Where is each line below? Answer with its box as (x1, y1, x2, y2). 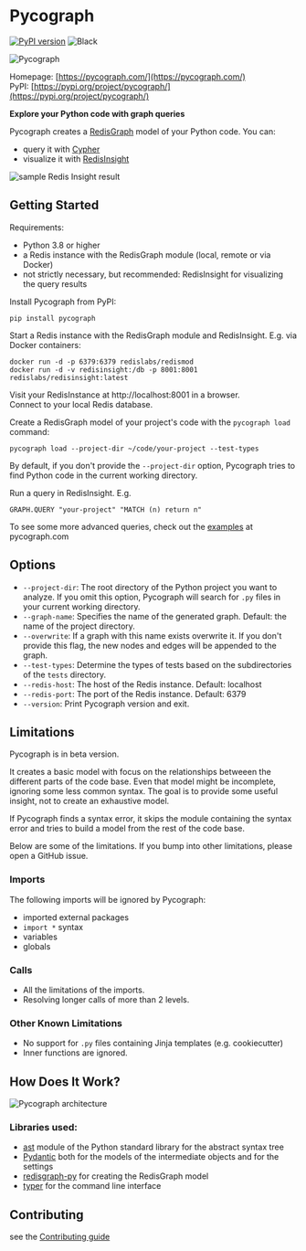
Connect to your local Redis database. (9, 398, 153, 409)
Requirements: (9, 221, 64, 233)
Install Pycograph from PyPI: (9, 296, 117, 307)
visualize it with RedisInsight (22, 153, 130, 164)
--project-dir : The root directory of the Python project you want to (22, 581, 278, 592)
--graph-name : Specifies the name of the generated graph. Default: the (22, 610, 288, 621)
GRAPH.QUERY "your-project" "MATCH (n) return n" (9, 504, 203, 514)
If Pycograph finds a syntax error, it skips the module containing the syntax (9, 813, 292, 824)
